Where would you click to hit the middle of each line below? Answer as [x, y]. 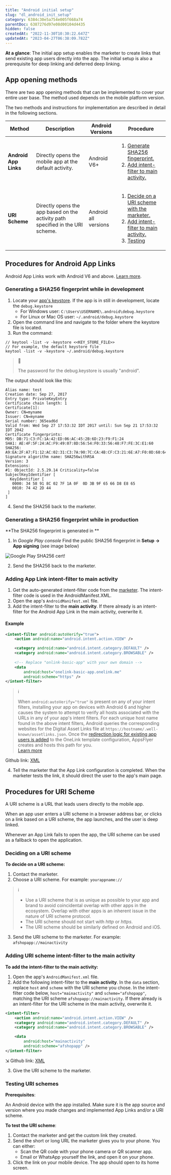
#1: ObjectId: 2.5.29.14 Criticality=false [52, 470]
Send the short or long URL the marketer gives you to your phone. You [86, 1141]
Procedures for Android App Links [60, 264]
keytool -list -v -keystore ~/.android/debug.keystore [65, 351]
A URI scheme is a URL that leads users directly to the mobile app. [75, 804]
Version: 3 [17, 461]
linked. [12, 825]
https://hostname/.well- [132, 729]
